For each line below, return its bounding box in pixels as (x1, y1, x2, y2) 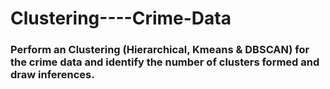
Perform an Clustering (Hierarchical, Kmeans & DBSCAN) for (10, 43, 310, 57)
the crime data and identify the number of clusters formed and (10, 55, 320, 69)
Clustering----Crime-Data (10, 7, 232, 30)
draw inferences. (10, 68, 95, 82)
